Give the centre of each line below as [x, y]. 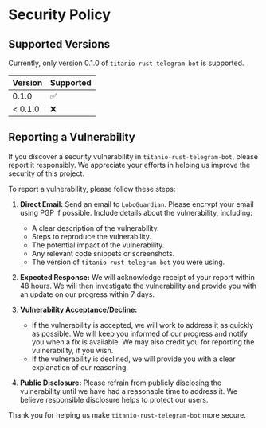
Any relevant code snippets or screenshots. [103, 253]
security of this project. [47, 173]
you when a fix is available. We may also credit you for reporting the [143, 342]
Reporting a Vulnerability [72, 137]
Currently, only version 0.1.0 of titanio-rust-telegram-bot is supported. [126, 63]
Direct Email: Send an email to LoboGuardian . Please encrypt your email [137, 204]
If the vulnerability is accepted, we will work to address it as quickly [143, 325]
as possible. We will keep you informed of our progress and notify [140, 333]
